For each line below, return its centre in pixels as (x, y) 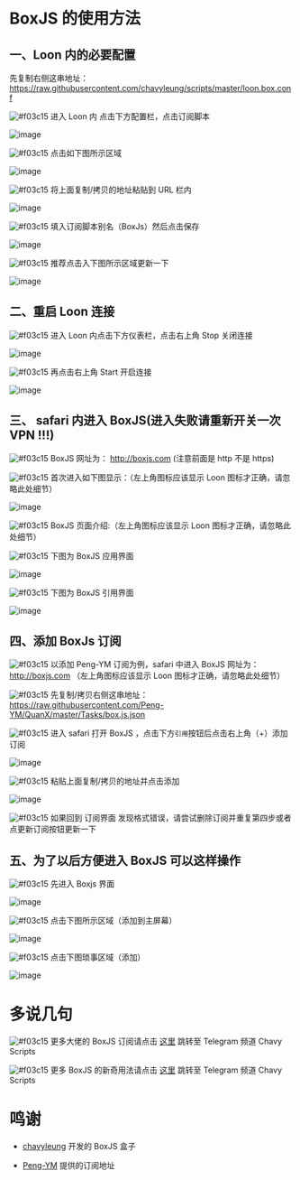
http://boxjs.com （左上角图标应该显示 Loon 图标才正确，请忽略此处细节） (147, 676)
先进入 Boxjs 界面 (83, 884)
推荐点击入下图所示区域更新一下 (110, 263)
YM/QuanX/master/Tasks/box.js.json (77, 715)
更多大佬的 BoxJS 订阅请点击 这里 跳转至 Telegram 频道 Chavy (166, 1041)
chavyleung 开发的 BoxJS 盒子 (79, 1147)
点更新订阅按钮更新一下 (53, 829)
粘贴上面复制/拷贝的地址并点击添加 (115, 781)
